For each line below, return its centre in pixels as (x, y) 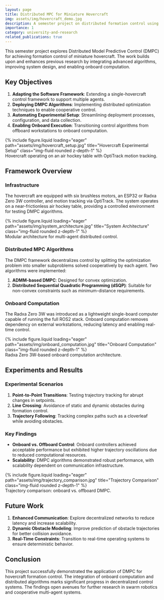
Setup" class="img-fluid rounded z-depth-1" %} (53, 150)
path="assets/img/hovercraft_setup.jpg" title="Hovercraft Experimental (77, 145)
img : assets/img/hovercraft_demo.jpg (44, 19)
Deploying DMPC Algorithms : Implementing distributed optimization (81, 104)
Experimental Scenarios (34, 384)
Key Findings (21, 434)
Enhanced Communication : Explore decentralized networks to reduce (83, 518)
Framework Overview (39, 171)
